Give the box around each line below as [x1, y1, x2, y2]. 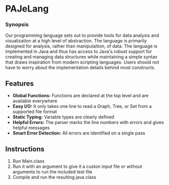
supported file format [12, 109, 57, 115]
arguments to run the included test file [12, 169, 93, 175]
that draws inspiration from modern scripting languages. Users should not [5, 59, 159, 66]
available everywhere [12, 98, 57, 104]
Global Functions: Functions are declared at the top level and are [12, 93, 149, 99]
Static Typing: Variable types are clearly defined [12, 114, 115, 120]
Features [5, 79, 34, 88]
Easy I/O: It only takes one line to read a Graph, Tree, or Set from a [12, 103, 152, 109]
